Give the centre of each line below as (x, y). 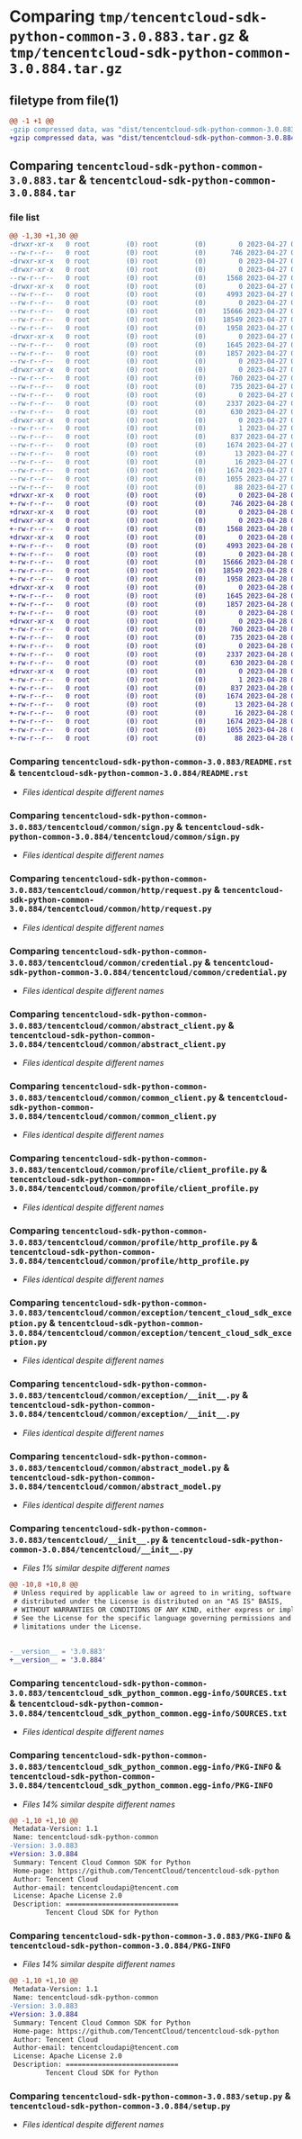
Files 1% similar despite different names (96, 1568)
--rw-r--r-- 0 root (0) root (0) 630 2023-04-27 (148, 411)
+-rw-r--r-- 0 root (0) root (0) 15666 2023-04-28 (148, 563)
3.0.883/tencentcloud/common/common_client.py (113, 1098)
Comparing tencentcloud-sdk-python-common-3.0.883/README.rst (151, 761)
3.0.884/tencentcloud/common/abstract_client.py (118, 1044)
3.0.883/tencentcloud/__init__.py (84, 1540)
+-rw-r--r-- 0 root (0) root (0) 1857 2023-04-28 (148, 604)
